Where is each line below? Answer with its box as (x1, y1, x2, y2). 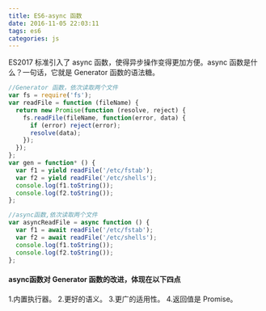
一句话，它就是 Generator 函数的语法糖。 (22, 68, 160, 78)
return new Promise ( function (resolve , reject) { (15, 106, 186, 114)
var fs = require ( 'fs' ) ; (8, 91, 92, 99)
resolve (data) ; (29, 128, 82, 137)
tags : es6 (8, 27, 42, 35)
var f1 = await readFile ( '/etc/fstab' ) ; (15, 226, 154, 234)
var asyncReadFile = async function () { (8, 219, 150, 227)
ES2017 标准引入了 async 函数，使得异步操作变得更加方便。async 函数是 (8, 57, 251, 67)
